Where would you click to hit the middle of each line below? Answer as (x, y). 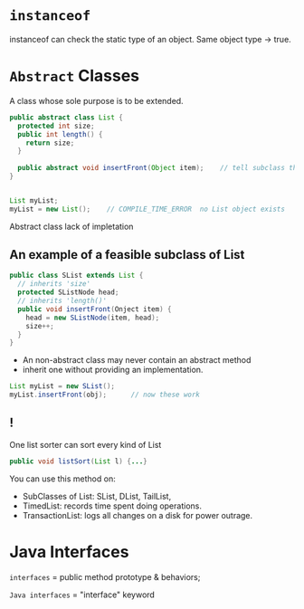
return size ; (50, 143)
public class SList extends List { (76, 276)
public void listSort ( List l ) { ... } (78, 461)
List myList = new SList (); (62, 386)
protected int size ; (56, 126)
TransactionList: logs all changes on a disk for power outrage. (138, 515)
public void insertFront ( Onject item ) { (95, 309)
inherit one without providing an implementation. (113, 370)
